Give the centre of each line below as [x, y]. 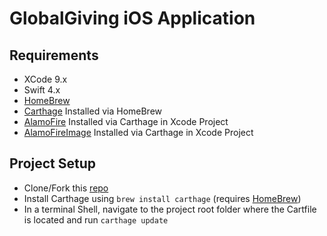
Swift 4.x [42, 90]
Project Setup [53, 163]
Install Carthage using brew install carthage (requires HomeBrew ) [162, 198]
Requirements [54, 55]
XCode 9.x [45, 79]
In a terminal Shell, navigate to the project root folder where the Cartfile [170, 209]
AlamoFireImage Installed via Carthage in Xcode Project [138, 132]
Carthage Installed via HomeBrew [93, 111]
